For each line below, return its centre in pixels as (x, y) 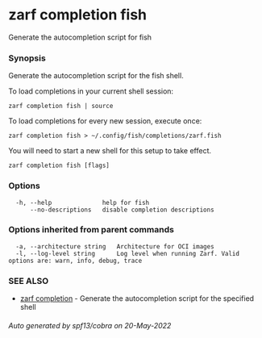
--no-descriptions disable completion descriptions (122, 210)
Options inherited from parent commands (91, 230)
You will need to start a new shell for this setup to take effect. (110, 151)
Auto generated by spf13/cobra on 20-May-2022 (90, 325)
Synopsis (27, 58)
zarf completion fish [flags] (59, 166)
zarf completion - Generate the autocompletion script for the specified (137, 298)
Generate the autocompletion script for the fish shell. (96, 76)
